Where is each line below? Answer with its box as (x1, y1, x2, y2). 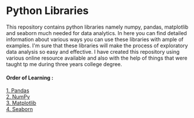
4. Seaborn (6, 106, 34, 113)
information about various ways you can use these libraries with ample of (6, 36, 184, 43)
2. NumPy (6, 93, 31, 100)
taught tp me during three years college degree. (6, 60, 122, 68)
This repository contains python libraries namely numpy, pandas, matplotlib (6, 23, 189, 30)
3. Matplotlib (6, 99, 36, 106)
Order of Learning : (6, 74, 54, 81)
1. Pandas (6, 87, 29, 94)
